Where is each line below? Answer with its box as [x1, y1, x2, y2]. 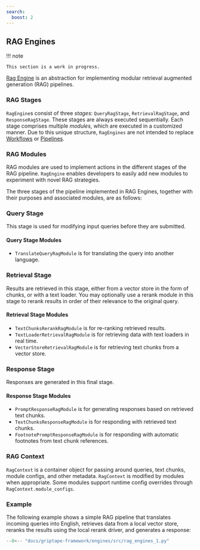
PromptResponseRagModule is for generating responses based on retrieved [14, 406, 194, 413]
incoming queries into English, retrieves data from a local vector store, [6, 520, 179, 527]
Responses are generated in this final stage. [6, 379, 115, 386]
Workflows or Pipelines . [6, 135, 64, 142]
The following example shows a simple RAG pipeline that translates [6, 513, 171, 521]
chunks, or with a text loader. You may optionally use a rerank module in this [6, 291, 194, 298]
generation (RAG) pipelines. [6, 81, 75, 88]
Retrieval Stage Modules [6, 311, 69, 318]
